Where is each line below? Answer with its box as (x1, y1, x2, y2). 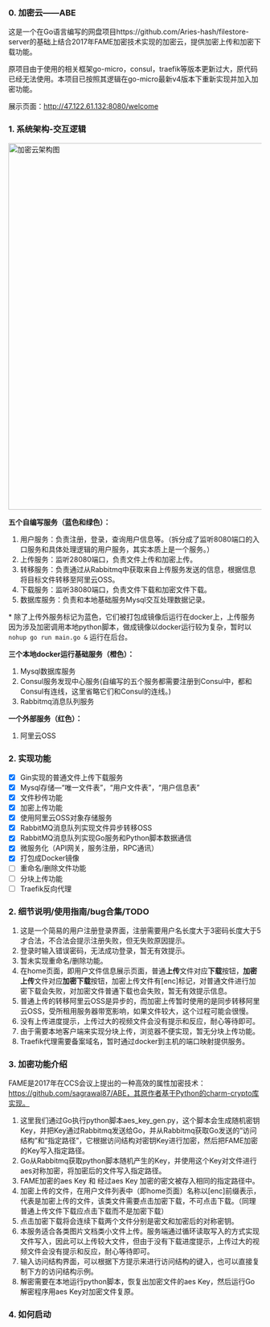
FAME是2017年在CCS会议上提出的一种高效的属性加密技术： (8, 1078, 207, 1089)
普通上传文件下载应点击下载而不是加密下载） (19, 1206, 169, 1216)
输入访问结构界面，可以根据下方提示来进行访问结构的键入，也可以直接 (19, 1257, 253, 1267)
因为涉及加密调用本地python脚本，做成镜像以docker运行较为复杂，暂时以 (8, 622, 252, 632)
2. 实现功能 (8, 753, 51, 764)
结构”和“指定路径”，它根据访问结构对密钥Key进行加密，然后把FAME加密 (19, 1136, 259, 1146)
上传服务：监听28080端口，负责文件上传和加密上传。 (19, 554, 198, 564)
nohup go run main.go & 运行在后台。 (8, 632, 133, 641)
